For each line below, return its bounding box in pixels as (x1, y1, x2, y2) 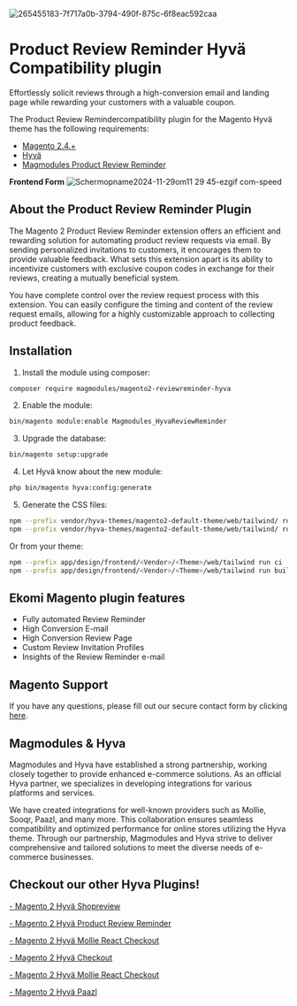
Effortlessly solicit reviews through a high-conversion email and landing (9, 87, 270, 97)
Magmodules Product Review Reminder (21, 159, 166, 170)
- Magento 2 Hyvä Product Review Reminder (9, 918, 171, 928)
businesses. (49, 852, 95, 862)
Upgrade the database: (21, 434, 107, 444)
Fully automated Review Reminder (21, 614, 146, 625)
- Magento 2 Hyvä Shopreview (9, 901, 121, 911)
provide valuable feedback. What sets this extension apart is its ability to (9, 253, 273, 265)
